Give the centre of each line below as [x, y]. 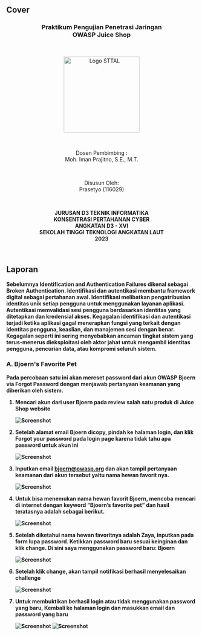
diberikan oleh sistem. [35, 390]
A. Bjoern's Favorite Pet [42, 364]
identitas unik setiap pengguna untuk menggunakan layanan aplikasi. [96, 304]
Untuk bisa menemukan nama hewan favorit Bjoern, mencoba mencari [105, 498]
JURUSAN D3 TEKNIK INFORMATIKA [102, 212]
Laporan [22, 270]
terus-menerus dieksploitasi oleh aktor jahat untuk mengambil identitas [98, 342]
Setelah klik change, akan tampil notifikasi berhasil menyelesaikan [100, 571]
